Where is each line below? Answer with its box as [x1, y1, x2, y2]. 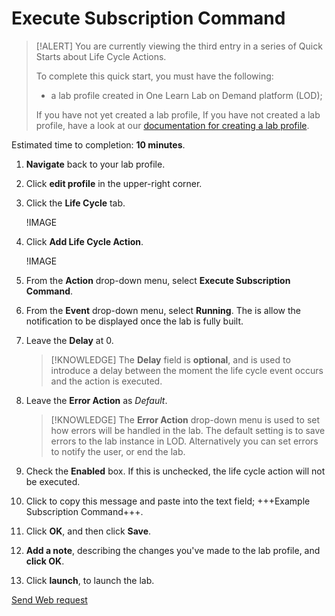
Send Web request [11, 593, 88, 606]
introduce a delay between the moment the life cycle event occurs [50, 364, 324, 376]
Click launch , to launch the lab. [25, 574, 155, 586]
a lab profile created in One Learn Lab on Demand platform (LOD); [50, 89, 323, 101]
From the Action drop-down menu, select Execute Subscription [25, 274, 291, 286]
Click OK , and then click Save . [25, 525, 152, 537]
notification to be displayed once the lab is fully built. [25, 315, 244, 327]
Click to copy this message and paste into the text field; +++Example [25, 495, 311, 507]
